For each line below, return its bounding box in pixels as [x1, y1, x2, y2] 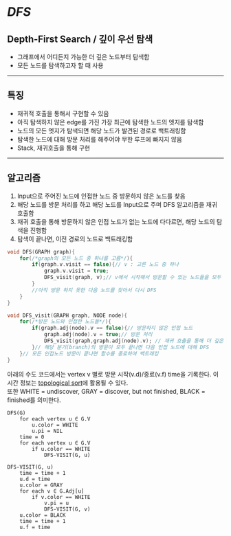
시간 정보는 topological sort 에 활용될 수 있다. [7, 379, 129, 387]
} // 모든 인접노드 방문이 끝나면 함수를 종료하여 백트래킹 [19, 350, 159, 357]
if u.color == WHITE [32, 445, 91, 452]
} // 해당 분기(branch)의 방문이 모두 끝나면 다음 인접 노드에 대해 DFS [32, 344, 210, 350]
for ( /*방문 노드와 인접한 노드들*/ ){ [19, 318, 112, 325]
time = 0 [19, 434, 45, 440]
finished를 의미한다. [7, 396, 62, 404]
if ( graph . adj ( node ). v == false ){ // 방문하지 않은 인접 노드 [32, 324, 193, 332]
